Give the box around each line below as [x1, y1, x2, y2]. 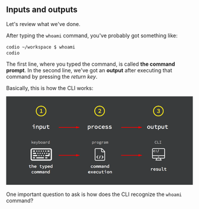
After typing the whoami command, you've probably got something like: [6, 32, 178, 39]
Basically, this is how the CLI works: [6, 84, 94, 91]
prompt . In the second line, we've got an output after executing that [6, 66, 173, 73]
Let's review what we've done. [6, 20, 81, 27]
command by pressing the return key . [6, 73, 98, 80]
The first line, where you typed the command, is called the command [6, 60, 175, 67]
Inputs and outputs [6, 5, 78, 15]
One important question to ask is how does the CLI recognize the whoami [6, 191, 182, 198]
